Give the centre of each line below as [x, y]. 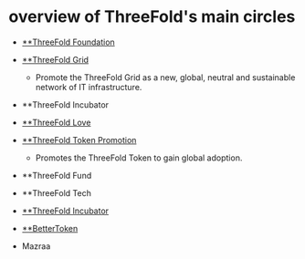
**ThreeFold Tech [57, 192]
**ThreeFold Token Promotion [79, 140]
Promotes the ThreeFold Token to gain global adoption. [139, 158]
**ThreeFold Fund [57, 175]
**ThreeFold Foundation [68, 42]
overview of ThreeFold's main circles [152, 17]
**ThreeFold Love [56, 122]
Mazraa [36, 246]
